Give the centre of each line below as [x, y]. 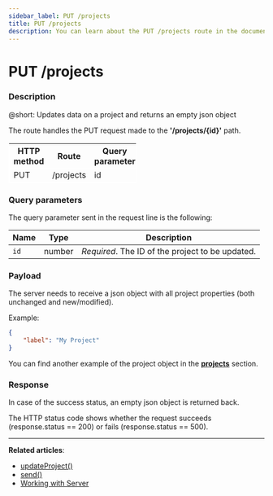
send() [31, 475]
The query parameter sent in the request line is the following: [110, 217]
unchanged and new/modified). [61, 302]
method [29, 161]
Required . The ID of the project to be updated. [169, 252]
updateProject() [46, 466]
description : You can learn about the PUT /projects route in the [123, 31]
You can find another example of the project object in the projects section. [133, 364]
